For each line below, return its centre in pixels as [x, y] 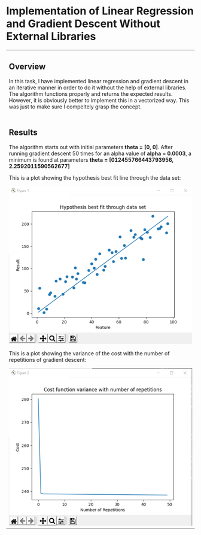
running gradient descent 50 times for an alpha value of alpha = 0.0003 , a [100, 153]
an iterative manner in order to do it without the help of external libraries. [98, 87]
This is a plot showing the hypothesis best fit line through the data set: [95, 177]
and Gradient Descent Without [83, 24]
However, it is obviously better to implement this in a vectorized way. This [99, 100]
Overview [27, 67]
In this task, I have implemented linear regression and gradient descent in [98, 81]
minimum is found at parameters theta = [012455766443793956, [91, 159]
